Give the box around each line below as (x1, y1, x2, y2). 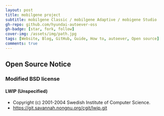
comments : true (5, 41, 38, 46)
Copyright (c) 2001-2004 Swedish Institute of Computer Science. (12, 100, 151, 106)
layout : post (5, 7, 33, 13)
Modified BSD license (5, 75, 60, 83)
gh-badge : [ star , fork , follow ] (5, 27, 74, 32)
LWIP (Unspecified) (5, 88, 48, 94)
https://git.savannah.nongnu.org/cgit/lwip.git (12, 105, 108, 111)
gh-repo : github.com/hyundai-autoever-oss (5, 22, 97, 27)
